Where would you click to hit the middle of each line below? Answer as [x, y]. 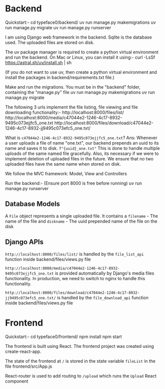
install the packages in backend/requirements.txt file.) [60, 77]
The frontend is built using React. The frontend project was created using [80, 346]
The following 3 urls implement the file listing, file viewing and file [71, 107]
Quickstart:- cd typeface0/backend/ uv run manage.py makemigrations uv [81, 22]
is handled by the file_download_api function [103, 297]
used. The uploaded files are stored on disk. [50, 42]
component [17, 381]
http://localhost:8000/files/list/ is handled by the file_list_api [75, 254]
